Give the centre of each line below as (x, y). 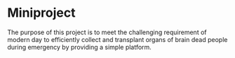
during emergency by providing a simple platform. (80, 47)
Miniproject (41, 13)
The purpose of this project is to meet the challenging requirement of (107, 32)
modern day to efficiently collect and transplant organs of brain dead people (117, 39)
